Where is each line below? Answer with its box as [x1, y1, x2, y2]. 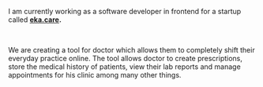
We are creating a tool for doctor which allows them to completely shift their [8, 45, 255, 54]
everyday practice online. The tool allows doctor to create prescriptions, [8, 54, 243, 63]
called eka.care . [8, 15, 62, 24]
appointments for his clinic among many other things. [8, 71, 182, 79]
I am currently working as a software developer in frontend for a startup [8, 7, 242, 16]
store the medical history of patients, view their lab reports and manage [8, 62, 241, 71]
